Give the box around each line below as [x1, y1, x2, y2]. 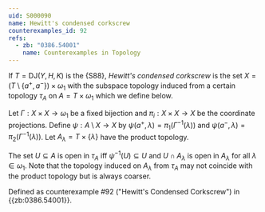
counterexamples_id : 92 [8, 26, 88, 34]
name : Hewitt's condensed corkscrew [8, 19, 130, 27]
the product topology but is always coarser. [8, 171, 152, 181]
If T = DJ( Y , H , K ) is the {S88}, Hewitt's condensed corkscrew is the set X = [8, 71, 257, 80]
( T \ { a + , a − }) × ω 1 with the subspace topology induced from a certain [8, 79, 235, 92]
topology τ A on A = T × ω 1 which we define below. [8, 91, 173, 102]
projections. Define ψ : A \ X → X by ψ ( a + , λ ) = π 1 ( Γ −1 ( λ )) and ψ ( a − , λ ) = [8, 119, 246, 132]
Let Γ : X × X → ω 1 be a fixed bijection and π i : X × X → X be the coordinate [8, 109, 255, 120]
